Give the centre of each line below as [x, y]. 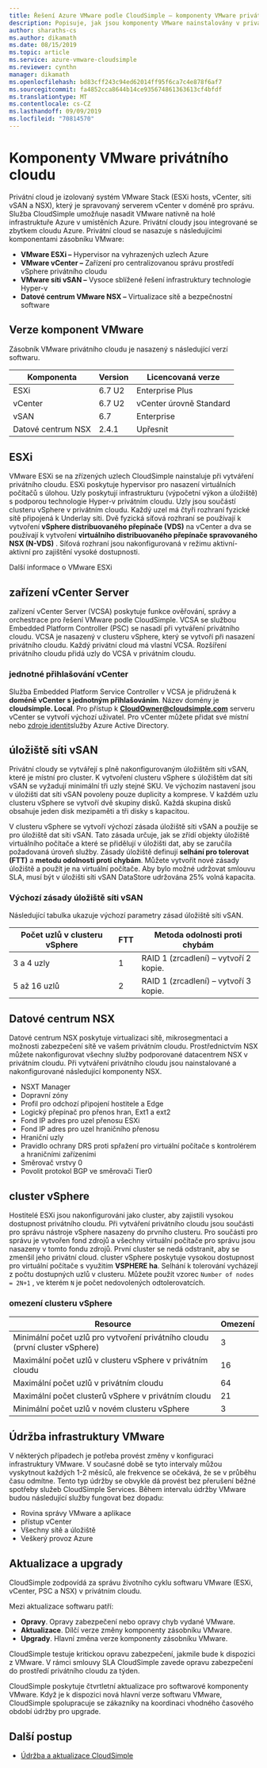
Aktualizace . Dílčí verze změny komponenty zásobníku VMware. [126, 1630]
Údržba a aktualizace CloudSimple [77, 1756]
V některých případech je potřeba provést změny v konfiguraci [111, 1455]
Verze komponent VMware [76, 330]
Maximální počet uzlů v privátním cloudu [88, 1383]
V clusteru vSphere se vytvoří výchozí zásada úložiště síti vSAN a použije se [133, 826]
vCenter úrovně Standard [183, 403]
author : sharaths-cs [43, 30]
